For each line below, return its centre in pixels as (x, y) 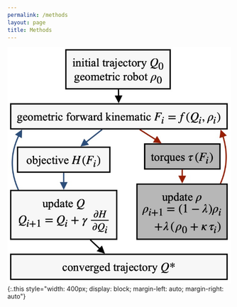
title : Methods (30, 30)
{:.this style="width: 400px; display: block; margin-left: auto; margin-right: (116, 289)
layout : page (27, 22)
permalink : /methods (38, 15)
